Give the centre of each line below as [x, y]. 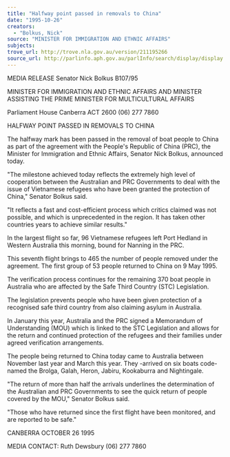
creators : [21, 26]
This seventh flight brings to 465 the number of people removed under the [113, 258]
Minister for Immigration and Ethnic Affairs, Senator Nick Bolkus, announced [115, 153]
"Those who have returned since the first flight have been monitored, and [111, 412]
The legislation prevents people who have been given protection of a [104, 300]
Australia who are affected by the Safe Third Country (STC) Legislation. [108, 286]
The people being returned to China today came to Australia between [105, 356]
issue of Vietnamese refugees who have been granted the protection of [108, 189]
